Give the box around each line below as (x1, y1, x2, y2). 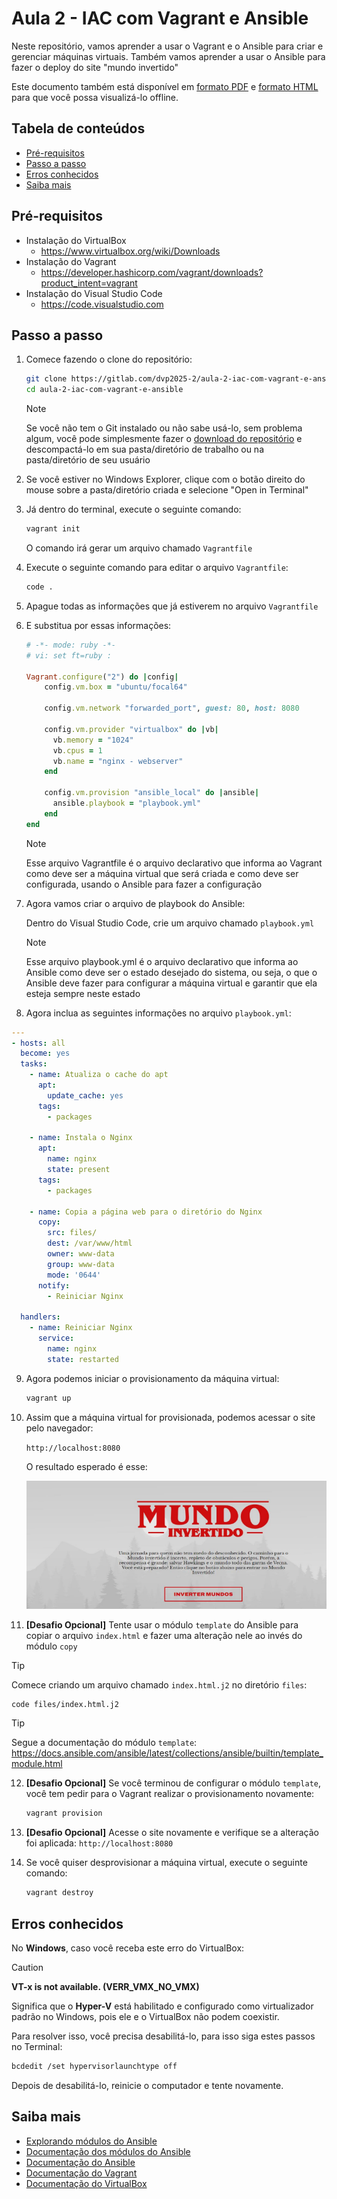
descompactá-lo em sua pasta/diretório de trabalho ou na (25, 443, 264, 456)
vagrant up (25, 1393, 72, 1403)
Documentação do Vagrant (25, 2167, 138, 2179)
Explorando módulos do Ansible (25, 2135, 158, 2147)
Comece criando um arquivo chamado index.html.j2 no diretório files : (11, 1678, 308, 1691)
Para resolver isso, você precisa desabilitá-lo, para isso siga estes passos (11, 2030, 316, 2042)
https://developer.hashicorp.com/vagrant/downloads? (40, 266, 264, 278)
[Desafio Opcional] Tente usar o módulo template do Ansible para (25, 1618, 299, 1631)
